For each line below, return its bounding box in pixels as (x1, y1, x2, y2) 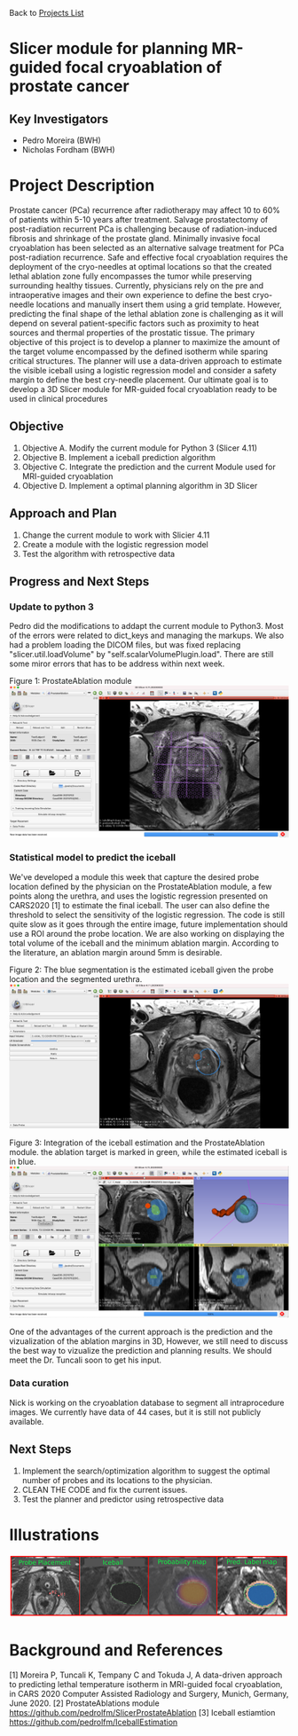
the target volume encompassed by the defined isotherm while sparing (9, 346, 269, 357)
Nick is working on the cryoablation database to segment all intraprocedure (9, 1397, 285, 1408)
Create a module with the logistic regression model (21, 538, 208, 549)
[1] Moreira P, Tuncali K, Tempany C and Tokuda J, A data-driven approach (9, 1669, 283, 1680)
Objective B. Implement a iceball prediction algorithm (21, 452, 216, 462)
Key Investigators (9, 111, 109, 127)
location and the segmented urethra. (9, 973, 143, 984)
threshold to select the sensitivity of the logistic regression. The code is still (9, 909, 286, 920)
